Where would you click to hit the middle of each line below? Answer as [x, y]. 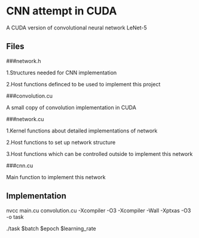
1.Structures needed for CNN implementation [62, 73]
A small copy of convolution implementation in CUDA [71, 107]
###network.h [24, 61]
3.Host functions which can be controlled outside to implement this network [99, 153]
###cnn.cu [20, 165]
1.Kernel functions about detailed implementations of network [82, 131]
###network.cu [25, 119]
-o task [15, 216]
